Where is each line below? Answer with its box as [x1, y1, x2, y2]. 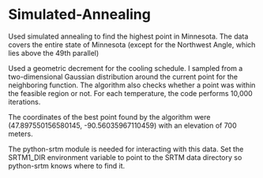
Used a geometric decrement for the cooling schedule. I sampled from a [8, 63, 243, 72]
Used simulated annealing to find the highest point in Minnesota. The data [8, 32, 249, 41]
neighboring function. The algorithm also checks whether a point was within [8, 80, 256, 90]
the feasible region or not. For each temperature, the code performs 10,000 [8, 88, 253, 98]
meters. [8, 128, 33, 139]
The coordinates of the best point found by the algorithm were [8, 112, 211, 121]
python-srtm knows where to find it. [8, 161, 126, 170]
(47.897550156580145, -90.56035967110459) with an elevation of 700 [8, 121, 237, 130]
